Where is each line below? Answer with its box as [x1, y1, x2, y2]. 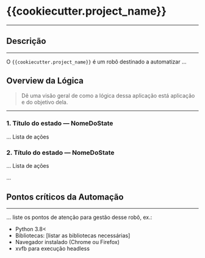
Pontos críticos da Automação [6, 192, 124, 202]
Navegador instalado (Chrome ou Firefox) [15, 238, 120, 245]
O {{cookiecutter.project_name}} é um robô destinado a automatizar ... [6, 58, 187, 65]
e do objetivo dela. [21, 98, 68, 106]
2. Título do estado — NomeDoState [6, 148, 115, 157]
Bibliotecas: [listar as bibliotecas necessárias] [15, 232, 131, 239]
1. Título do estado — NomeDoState [6, 119, 113, 127]
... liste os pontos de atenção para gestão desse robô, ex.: [6, 213, 153, 221]
